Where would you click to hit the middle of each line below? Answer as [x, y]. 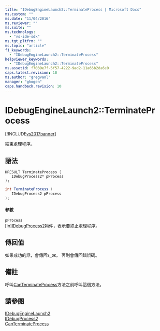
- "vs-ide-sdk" [25, 37]
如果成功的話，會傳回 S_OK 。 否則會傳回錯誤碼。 [52, 255]
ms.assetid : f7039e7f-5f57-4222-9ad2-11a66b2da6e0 [57, 68]
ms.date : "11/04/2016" [28, 18]
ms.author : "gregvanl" [28, 77]
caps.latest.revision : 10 [31, 73]
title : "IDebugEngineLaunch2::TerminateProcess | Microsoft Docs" [73, 9]
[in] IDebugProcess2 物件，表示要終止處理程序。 [52, 226]
